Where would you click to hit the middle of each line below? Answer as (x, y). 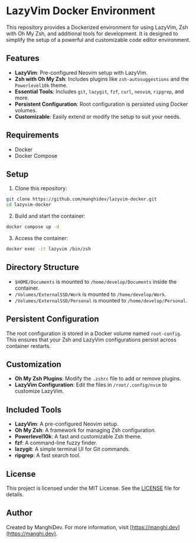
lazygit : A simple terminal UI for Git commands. (72, 449)
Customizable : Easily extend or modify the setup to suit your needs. (98, 116)
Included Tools (34, 410)
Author (19, 513)
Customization (34, 364)
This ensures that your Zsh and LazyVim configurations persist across (92, 339)
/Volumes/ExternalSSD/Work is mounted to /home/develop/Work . (90, 294)
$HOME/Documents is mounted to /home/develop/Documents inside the (96, 281)
